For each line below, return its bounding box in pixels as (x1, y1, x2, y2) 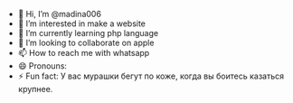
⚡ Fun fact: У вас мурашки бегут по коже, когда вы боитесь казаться (17, 70, 285, 81)
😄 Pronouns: (17, 61, 68, 71)
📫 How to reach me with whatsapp (17, 48, 150, 58)
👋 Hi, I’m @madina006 (17, 9, 102, 19)
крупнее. (17, 84, 53, 94)
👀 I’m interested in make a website (17, 18, 146, 29)
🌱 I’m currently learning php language (17, 28, 159, 38)
